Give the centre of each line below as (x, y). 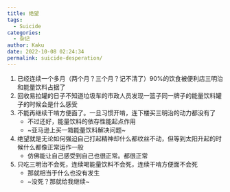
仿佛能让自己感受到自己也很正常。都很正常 (88, 156)
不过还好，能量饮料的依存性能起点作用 (81, 121)
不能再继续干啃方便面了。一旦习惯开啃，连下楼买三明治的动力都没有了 (116, 112)
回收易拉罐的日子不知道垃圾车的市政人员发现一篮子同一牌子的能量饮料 (116, 95)
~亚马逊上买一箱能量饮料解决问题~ (77, 130)
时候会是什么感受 (53, 104)
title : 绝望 (23, 13)
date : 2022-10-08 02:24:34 (46, 52)
